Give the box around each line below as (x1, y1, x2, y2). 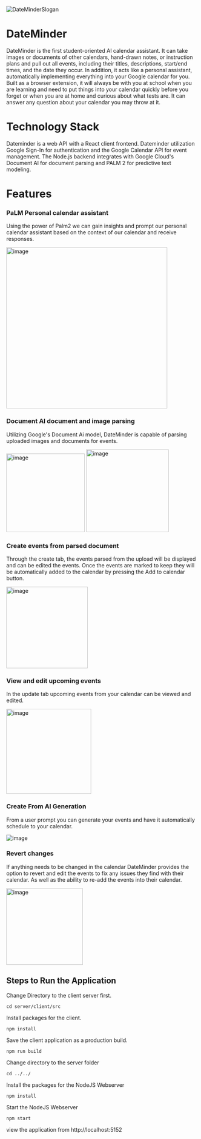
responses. (6, 235, 35, 243)
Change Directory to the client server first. (6, 992, 112, 999)
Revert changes (6, 850, 54, 858)
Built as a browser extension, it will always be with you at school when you (6, 79, 193, 86)
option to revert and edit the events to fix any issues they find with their (6, 870, 184, 877)
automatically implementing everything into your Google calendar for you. (6, 73, 190, 80)
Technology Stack (6, 120, 100, 134)
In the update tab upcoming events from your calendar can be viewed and (6, 691, 191, 698)
